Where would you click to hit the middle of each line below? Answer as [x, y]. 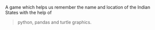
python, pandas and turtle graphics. [54, 22]
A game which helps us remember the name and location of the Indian [78, 7]
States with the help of [28, 12]
